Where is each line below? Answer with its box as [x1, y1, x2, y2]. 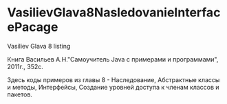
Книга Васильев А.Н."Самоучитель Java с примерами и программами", [7, 55, 219, 63]
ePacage [7, 19, 58, 35]
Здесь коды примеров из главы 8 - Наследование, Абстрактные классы [7, 75, 220, 83]
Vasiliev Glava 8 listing [7, 42, 71, 50]
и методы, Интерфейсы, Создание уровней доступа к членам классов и [7, 83, 219, 91]
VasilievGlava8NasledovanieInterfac [7, 5, 221, 21]
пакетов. [7, 90, 33, 99]
